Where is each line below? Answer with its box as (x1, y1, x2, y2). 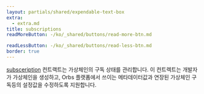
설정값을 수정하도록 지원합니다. (22, 81, 97, 89)
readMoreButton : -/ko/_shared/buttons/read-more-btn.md (6, 32, 152, 38)
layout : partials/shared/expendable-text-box (6, 9, 124, 15)
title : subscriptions (6, 26, 62, 32)
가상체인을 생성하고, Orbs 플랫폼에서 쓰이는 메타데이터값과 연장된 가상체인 (12, 73, 191, 81)
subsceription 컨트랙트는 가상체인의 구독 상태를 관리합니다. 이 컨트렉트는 (6, 65, 182, 73)
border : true (6, 48, 40, 55)
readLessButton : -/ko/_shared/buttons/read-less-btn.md (6, 43, 152, 49)
